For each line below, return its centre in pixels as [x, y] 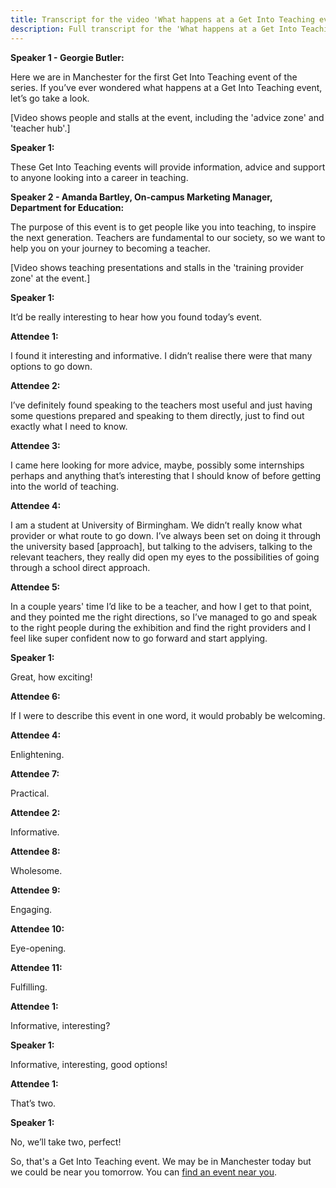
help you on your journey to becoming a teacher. [110, 248]
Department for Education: [67, 207]
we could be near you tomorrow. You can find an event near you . [144, 1172]
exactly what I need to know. [69, 426]
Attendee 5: [35, 587]
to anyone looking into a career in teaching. [99, 177]
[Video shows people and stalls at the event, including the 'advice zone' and [167, 117]
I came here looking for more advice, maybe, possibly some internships [157, 465]
